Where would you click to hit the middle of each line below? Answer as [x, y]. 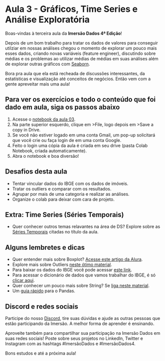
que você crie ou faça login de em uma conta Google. [67, 140]
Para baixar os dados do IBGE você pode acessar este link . [72, 270]
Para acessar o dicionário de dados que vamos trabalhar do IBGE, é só [84, 275]
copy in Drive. [26, 130]
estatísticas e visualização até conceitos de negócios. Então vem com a [78, 79]
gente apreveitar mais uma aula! [38, 84]
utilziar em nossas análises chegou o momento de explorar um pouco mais [81, 48]
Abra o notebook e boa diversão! [46, 156]
